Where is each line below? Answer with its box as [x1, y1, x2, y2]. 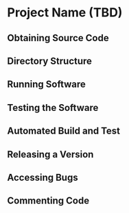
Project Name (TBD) [7, 5, 123, 21]
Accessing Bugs [7, 171, 78, 183]
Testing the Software [7, 101, 99, 114]
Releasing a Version [7, 149, 94, 160]
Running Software [7, 79, 86, 90]
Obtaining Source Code [7, 32, 109, 44]
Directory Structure [7, 55, 93, 66]
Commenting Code [7, 195, 90, 207]
